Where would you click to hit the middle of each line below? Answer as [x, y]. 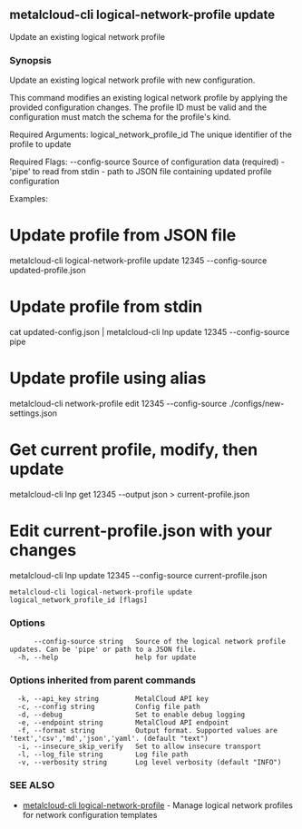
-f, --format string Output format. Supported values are [148, 731]
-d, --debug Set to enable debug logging [132, 715]
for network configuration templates [90, 814]
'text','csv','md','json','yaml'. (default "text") [109, 739]
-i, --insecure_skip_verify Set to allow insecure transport [139, 747]
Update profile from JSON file [123, 236]
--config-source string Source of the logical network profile [159, 642]
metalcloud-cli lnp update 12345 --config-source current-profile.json [138, 575]
